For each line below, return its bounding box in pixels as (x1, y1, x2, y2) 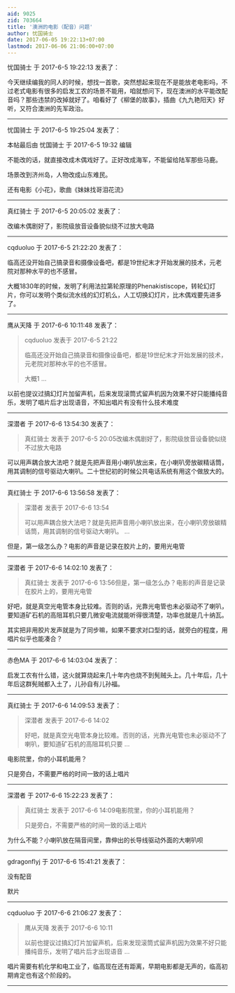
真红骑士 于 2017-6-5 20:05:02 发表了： (7, 207, 122, 215)
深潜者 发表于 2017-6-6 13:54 (24, 503, 110, 512)
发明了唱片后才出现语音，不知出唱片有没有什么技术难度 (19, 398, 179, 406)
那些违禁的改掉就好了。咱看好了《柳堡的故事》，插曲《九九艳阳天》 (25, 95, 219, 104)
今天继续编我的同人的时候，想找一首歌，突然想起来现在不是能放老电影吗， (7, 78, 222, 86)
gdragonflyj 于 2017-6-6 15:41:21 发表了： (7, 858, 127, 865)
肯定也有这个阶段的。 (13, 971, 75, 979)
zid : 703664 (7, 17, 42, 24)
